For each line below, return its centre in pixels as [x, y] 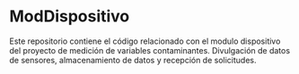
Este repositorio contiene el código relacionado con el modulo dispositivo [145, 41]
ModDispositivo [70, 16]
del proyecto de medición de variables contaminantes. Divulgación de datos [149, 50]
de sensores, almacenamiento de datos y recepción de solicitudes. [133, 60]
